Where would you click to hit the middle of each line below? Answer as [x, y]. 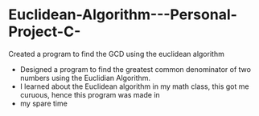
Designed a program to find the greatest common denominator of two [136, 69]
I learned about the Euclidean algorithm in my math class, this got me [134, 86]
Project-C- [45, 32]
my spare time [44, 103]
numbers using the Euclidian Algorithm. [85, 78]
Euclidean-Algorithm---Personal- [123, 15]
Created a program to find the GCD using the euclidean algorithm [117, 54]
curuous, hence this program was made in [90, 94]
